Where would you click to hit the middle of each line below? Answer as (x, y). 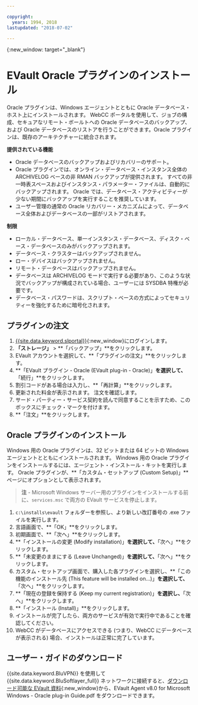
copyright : (20, 17)
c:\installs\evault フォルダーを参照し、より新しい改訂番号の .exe (97, 512)
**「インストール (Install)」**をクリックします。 (74, 608)
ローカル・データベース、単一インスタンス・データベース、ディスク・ (100, 239)
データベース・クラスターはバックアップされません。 (80, 254)
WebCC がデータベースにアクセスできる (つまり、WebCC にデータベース (103, 630)
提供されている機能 (30, 150)
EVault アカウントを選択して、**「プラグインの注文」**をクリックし (98, 356)
